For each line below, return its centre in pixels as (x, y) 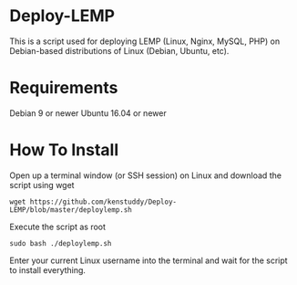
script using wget (42, 185)
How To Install (64, 150)
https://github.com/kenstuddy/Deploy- (103, 202)
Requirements (64, 88)
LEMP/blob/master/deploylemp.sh (71, 210)
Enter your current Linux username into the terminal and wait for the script (149, 260)
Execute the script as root (58, 227)
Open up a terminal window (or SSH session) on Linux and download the (146, 175)
